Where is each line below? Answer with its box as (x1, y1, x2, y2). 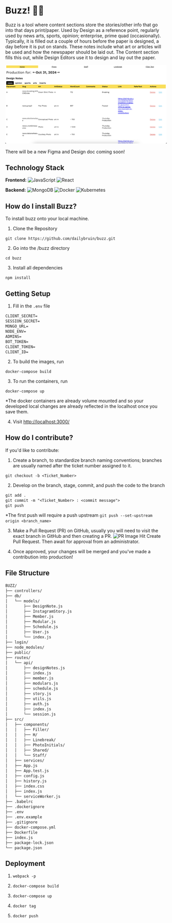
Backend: (5, 187, 26, 193)
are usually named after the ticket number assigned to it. (12, 462, 132, 468)
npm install (5, 275, 31, 281)
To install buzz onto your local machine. (5, 215, 90, 222)
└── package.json (5, 845, 42, 850)
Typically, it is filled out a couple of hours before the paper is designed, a (5, 38, 159, 44)
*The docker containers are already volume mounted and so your (5, 397, 144, 404)
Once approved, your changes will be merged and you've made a (12, 548, 151, 554)
